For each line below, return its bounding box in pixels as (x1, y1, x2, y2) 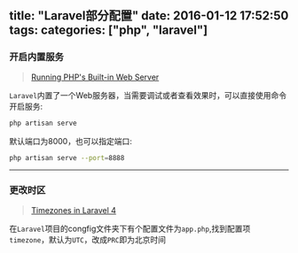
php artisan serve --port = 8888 (9, 153, 125, 162)
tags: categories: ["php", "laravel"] (9, 23, 208, 38)
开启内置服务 (9, 51, 65, 64)
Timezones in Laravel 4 (30, 204, 117, 215)
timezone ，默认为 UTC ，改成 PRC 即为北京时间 (9, 234, 167, 245)
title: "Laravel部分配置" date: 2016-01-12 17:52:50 (9, 8, 289, 24)
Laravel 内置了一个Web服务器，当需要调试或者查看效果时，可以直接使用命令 (9, 89, 286, 100)
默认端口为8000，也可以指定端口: (9, 135, 133, 146)
